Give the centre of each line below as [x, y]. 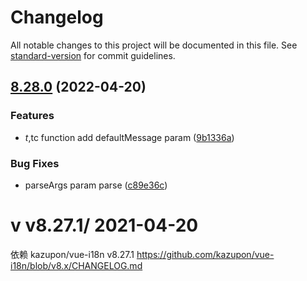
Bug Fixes [35, 163]
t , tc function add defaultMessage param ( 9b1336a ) [129, 137]
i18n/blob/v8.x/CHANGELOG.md [76, 265]
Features [32, 116]
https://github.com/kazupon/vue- [205, 254]
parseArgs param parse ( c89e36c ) [96, 185]
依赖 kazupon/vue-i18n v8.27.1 [72, 254]
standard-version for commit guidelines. [93, 55]
